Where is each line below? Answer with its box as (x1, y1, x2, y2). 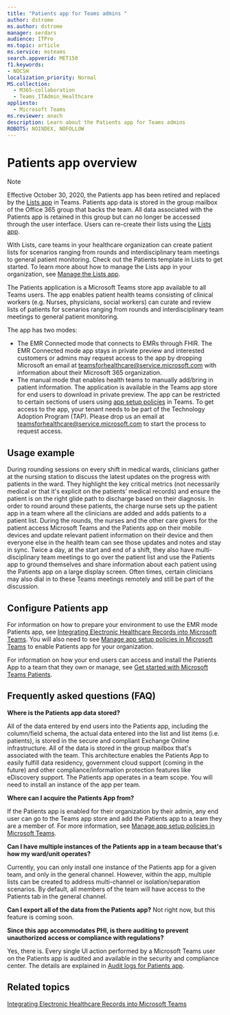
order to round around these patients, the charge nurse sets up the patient (7, 502, 218, 510)
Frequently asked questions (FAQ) (7, 690, 157, 702)
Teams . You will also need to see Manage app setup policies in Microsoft (7, 634, 213, 643)
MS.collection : (7, 81, 51, 87)
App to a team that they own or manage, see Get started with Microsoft (7, 663, 208, 671)
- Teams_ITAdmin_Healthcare (13, 94, 94, 100)
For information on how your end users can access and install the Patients (7, 655, 217, 664)
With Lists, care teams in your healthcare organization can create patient (7, 241, 213, 249)
